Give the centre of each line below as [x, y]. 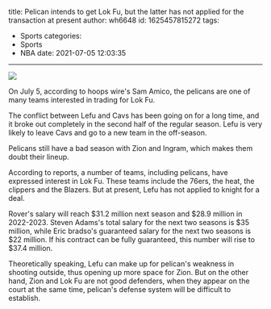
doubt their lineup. [39, 157]
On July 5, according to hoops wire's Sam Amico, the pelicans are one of [129, 91]
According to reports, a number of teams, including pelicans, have [118, 172]
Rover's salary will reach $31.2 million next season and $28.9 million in [125, 214]
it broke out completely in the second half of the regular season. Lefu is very [135, 124]
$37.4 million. [31, 248]
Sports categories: [51, 36]
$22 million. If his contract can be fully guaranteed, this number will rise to [132, 240]
